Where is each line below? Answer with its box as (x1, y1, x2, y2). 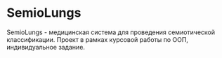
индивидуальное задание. (6, 43, 86, 51)
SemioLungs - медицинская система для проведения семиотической (6, 28, 216, 36)
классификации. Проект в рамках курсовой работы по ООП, (6, 35, 189, 43)
